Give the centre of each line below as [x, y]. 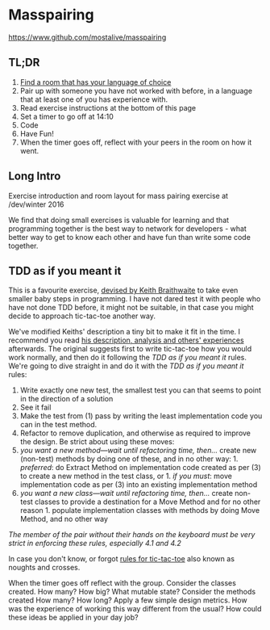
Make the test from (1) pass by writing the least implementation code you [141, 416]
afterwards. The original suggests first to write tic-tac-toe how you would [130, 349]
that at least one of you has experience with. [94, 99]
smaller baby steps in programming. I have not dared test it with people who [135, 299]
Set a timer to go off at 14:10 [67, 116]
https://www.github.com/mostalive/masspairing [87, 37]
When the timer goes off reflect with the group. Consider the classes [122, 583]
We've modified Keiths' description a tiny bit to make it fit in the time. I [124, 332]
